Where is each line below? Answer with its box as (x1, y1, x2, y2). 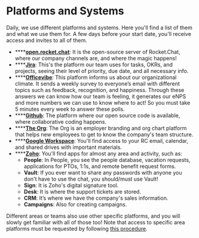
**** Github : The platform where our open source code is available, (14, 112, 180, 119)
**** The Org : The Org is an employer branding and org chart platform (14, 124, 187, 132)
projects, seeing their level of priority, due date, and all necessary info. (14, 67, 189, 74)
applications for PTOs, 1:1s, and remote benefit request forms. (23, 163, 176, 170)
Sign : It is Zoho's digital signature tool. (23, 181, 119, 189)
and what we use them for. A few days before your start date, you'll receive (6, 30, 191, 37)
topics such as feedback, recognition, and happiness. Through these (14, 86, 185, 93)
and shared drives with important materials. (14, 144, 123, 151)
